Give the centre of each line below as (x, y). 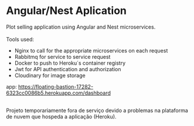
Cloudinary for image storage (50, 75)
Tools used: (20, 39)
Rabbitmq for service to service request (62, 57)
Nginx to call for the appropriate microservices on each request (91, 50)
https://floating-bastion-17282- (56, 86)
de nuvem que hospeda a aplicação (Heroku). (61, 116)
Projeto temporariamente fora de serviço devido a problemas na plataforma (97, 110)
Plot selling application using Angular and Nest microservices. (81, 27)
